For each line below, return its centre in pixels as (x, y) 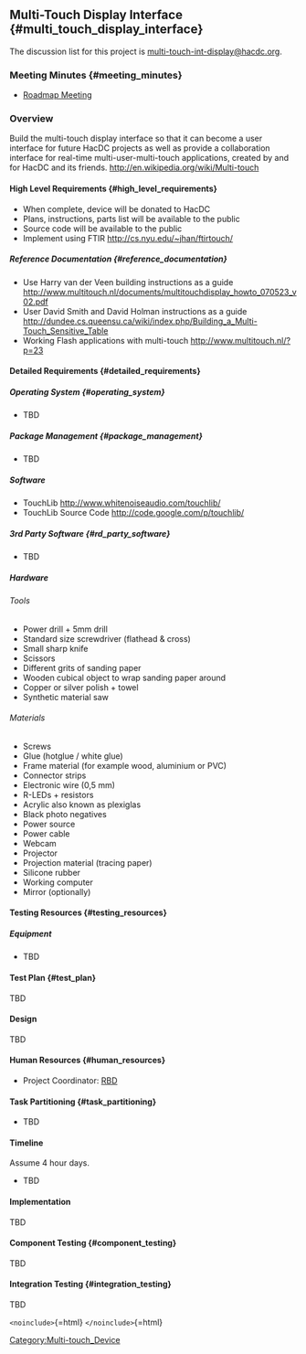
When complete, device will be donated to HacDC (116, 208)
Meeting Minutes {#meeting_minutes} (96, 75)
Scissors (39, 658)
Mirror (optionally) (57, 891)
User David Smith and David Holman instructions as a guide (135, 311)
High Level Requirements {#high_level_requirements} (113, 188)
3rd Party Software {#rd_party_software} (90, 533)
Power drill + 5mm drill (65, 629)
